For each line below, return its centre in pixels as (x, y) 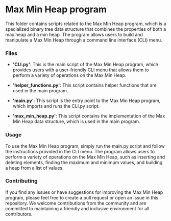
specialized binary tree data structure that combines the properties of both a (86, 29)
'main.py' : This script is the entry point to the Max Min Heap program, (87, 101)
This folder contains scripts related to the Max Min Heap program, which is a (86, 24)
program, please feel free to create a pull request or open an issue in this (82, 197)
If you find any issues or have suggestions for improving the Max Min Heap (84, 192)
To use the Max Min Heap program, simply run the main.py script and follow (85, 146)
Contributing (21, 181)
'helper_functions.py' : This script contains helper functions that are (84, 85)
